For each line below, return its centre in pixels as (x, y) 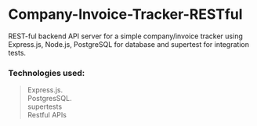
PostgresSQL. (49, 99)
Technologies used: (47, 73)
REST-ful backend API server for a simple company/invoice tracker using (125, 36)
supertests (45, 106)
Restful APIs (47, 115)
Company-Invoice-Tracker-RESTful (125, 14)
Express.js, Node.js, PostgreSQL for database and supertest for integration (128, 44)
